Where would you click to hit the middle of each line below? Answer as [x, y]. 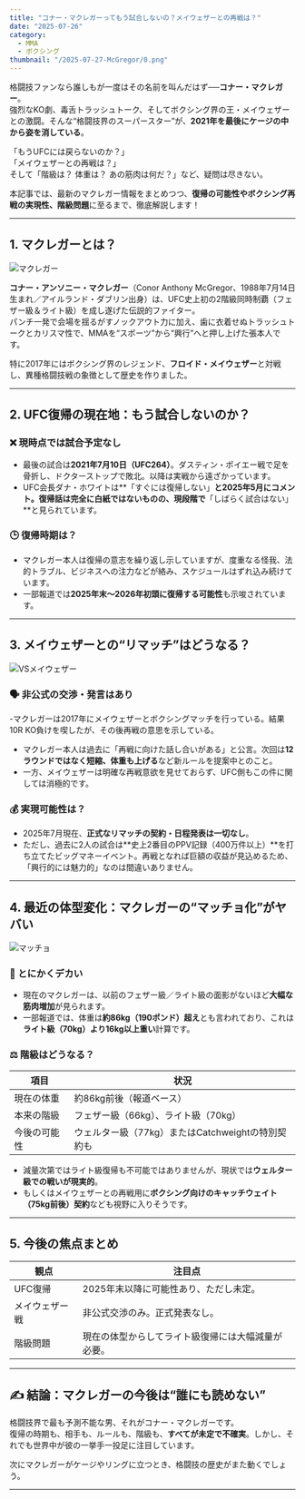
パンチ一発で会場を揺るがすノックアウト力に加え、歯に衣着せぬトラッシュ [148, 321]
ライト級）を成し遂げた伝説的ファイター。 [120, 310]
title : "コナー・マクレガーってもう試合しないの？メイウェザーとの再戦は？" [135, 18]
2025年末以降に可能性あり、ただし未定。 [171, 1289]
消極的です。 [70, 783]
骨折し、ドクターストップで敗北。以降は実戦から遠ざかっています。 [149, 475]
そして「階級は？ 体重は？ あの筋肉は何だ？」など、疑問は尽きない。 [138, 174]
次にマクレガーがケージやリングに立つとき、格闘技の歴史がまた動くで [140, 1465]
